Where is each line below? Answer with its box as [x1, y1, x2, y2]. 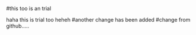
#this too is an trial [6, 5, 52, 12]
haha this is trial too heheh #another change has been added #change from [6, 16, 191, 23]
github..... [6, 23, 30, 29]
